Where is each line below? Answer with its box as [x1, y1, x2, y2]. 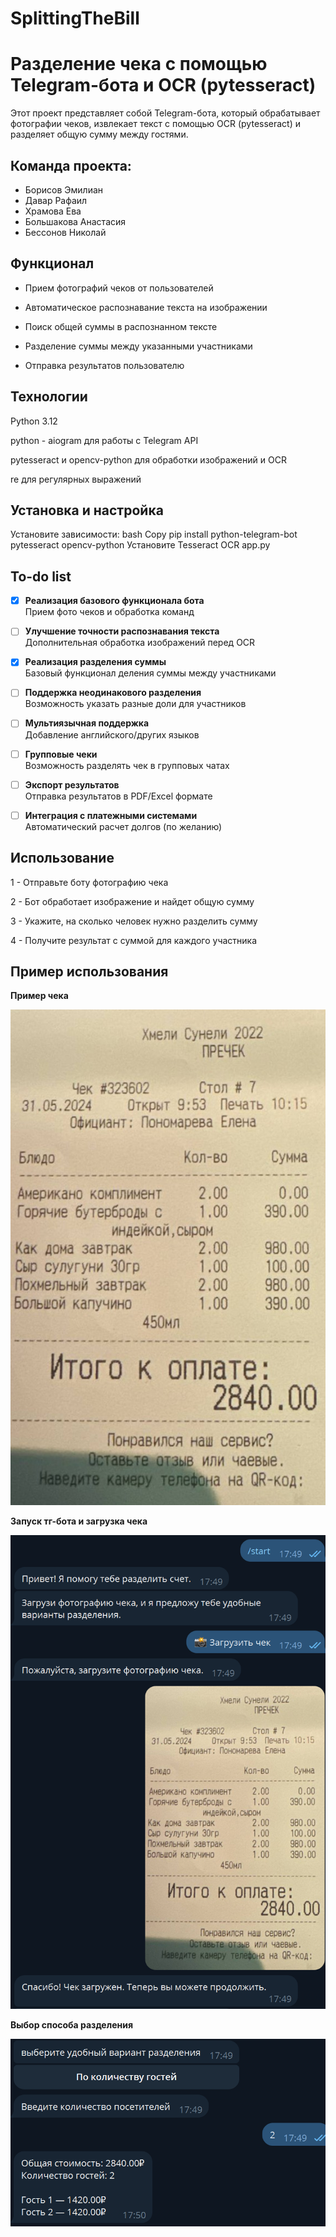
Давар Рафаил [24, 194, 88, 206]
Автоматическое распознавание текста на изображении [24, 301, 268, 313]
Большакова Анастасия [24, 215, 127, 227]
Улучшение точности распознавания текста [24, 625, 220, 637]
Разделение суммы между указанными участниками [24, 340, 253, 352]
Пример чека [10, 990, 69, 1002]
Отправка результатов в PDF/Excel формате [24, 790, 213, 802]
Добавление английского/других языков [24, 728, 200, 741]
